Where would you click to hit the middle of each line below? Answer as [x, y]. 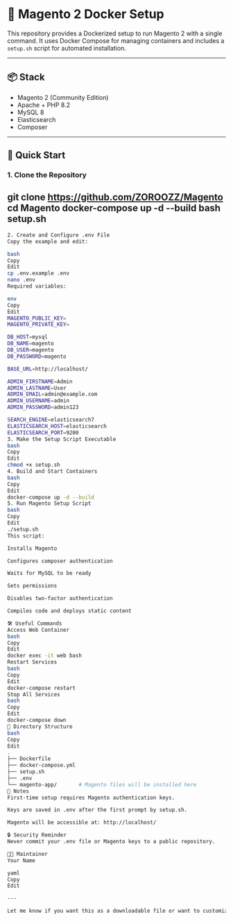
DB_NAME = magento [31, 344]
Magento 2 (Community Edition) [63, 97]
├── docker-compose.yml [42, 766]
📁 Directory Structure [40, 726]
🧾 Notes [18, 791]
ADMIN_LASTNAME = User [37, 388]
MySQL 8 [31, 112]
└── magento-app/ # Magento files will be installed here [102, 784]
